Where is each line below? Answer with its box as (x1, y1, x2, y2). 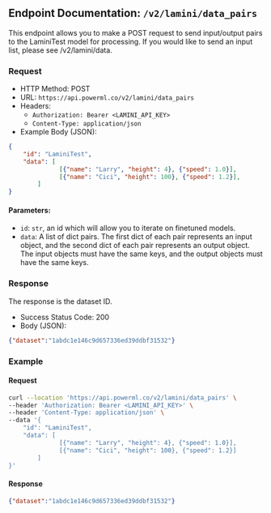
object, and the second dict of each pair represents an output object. (19, 241, 251, 250)
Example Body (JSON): (19, 127, 97, 137)
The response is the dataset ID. (8, 296, 112, 306)
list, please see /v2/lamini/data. (8, 45, 113, 55)
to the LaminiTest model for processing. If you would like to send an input (8, 36, 253, 46)
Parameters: (8, 205, 51, 215)
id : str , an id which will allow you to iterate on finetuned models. (19, 223, 236, 233)
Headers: (19, 101, 51, 111)
